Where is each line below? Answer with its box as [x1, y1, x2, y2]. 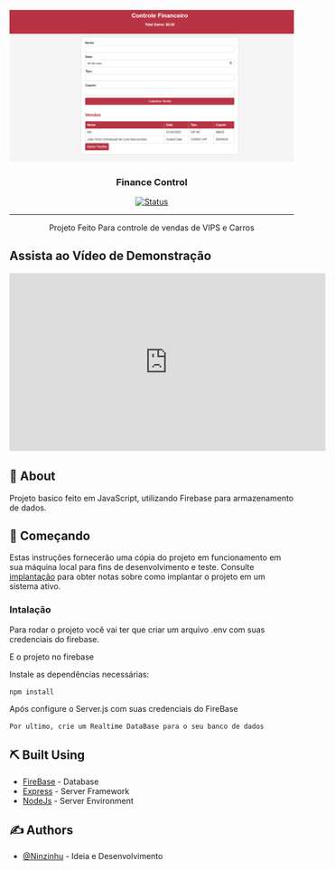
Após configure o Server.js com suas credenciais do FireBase [9, 703, 239, 714]
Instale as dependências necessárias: [9, 669, 150, 679]
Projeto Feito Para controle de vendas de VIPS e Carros [49, 222, 255, 233]
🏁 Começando [9, 529, 90, 544]
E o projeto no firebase [9, 651, 95, 662]
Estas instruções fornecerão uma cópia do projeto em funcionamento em [9, 552, 282, 563]
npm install [9, 688, 54, 697]
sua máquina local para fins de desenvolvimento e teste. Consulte [9, 562, 255, 573]
